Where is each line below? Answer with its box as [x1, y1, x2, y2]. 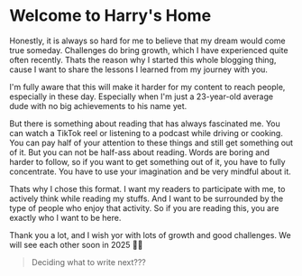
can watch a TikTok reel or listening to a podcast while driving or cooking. [9, 127, 284, 138]
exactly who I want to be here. [9, 212, 122, 223]
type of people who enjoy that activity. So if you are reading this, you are [9, 202, 279, 213]
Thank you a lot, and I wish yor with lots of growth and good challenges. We [9, 229, 291, 240]
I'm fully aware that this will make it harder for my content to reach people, [9, 81, 286, 92]
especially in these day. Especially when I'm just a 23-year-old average [9, 91, 273, 102]
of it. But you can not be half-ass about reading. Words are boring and [9, 146, 270, 158]
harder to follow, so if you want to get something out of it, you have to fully [9, 156, 286, 167]
